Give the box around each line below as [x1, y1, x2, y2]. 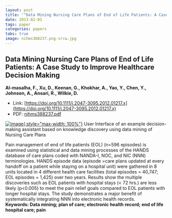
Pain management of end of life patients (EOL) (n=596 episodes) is [5, 141, 147, 147]
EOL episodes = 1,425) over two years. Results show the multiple [5, 174, 142, 180]
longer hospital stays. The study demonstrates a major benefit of [5, 190, 142, 197]
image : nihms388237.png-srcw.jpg [5, 36, 77, 41]
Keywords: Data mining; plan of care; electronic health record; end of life [5, 201, 164, 207]
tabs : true [5, 31, 29, 36]
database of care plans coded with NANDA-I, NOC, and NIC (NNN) [5, 152, 146, 159]
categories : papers [5, 27, 47, 32]
